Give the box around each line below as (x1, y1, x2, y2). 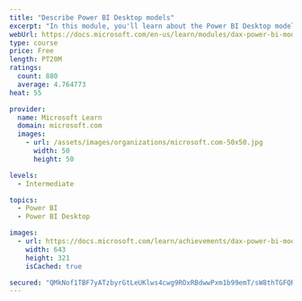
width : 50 (32, 146, 70, 155)
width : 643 (25, 244, 67, 254)
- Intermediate (17, 179, 75, 189)
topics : (9, 195, 39, 205)
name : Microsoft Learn (17, 113, 102, 122)
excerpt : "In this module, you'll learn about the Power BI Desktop (9, 22, 271, 31)
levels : (9, 171, 39, 180)
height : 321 (25, 253, 70, 262)
